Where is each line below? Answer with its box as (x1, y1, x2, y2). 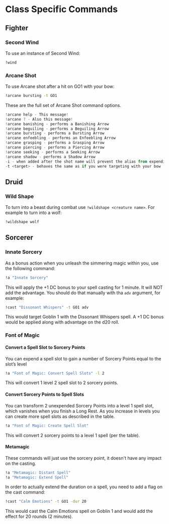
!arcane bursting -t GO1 (5, 93, 57, 98)
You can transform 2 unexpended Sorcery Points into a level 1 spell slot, (5, 402, 154, 408)
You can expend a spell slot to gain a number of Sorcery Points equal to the (5, 355, 162, 361)
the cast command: (5, 489, 45, 495)
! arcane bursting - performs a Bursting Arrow (5, 131, 105, 136)
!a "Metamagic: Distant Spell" (5, 470, 71, 475)
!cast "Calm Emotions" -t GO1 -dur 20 (5, 499, 87, 504)
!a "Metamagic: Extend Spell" (5, 475, 69, 480)
